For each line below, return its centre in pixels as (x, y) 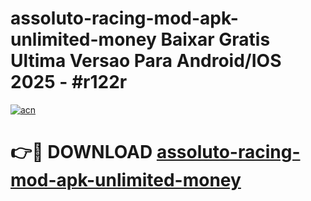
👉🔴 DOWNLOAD (81, 152)
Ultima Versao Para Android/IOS (146, 61)
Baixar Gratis (215, 39)
